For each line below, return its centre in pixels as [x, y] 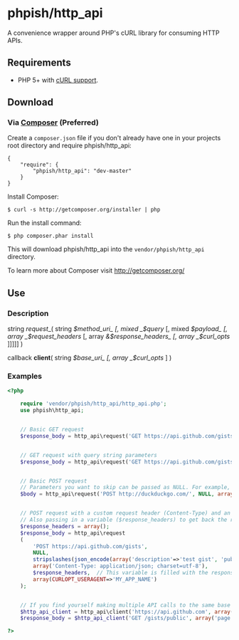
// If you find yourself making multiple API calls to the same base [126, 605]
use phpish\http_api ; [52, 411]
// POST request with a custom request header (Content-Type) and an [126, 513]
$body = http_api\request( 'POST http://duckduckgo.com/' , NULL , [117, 494]
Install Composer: [33, 196]
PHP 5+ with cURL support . [58, 80]
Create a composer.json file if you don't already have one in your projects [114, 138]
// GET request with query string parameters [89, 455]
